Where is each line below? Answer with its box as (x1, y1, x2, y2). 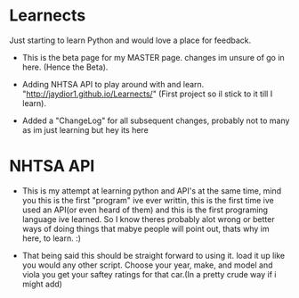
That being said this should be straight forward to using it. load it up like (21, 250, 286, 261)
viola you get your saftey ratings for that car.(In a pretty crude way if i (21, 269, 277, 279)
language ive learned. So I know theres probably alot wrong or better (21, 213, 275, 224)
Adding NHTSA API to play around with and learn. (21, 79, 205, 89)
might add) (21, 278, 62, 289)
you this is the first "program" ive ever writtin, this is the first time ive (21, 195, 274, 205)
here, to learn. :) (21, 233, 82, 244)
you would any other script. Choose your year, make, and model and (21, 260, 273, 270)
